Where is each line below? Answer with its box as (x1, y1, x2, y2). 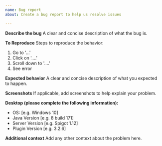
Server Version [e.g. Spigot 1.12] (12, 120, 78, 126)
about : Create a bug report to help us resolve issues (5, 12, 122, 17)
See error (12, 65, 32, 71)
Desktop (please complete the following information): (5, 99, 119, 105)
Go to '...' (12, 49, 31, 55)
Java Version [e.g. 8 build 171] (12, 114, 74, 120)
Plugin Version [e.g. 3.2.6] (12, 125, 66, 131)
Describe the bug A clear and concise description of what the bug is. (5, 30, 148, 36)
